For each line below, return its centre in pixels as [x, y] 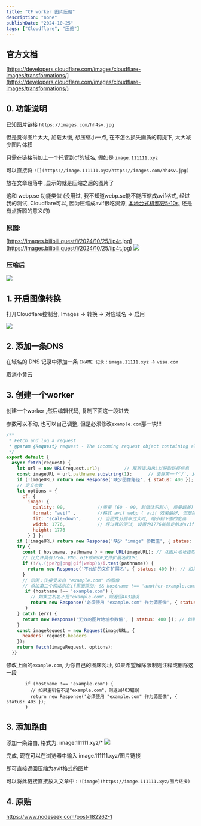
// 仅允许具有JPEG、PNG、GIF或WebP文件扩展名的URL [80, 558]
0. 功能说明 [27, 109]
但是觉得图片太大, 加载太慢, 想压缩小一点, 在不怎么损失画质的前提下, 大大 [96, 137]
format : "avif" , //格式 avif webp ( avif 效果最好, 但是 [112, 513]
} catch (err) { [37, 613]
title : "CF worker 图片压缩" [41, 12]
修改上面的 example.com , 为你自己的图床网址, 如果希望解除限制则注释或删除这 [100, 665]
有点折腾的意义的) [28, 210]
